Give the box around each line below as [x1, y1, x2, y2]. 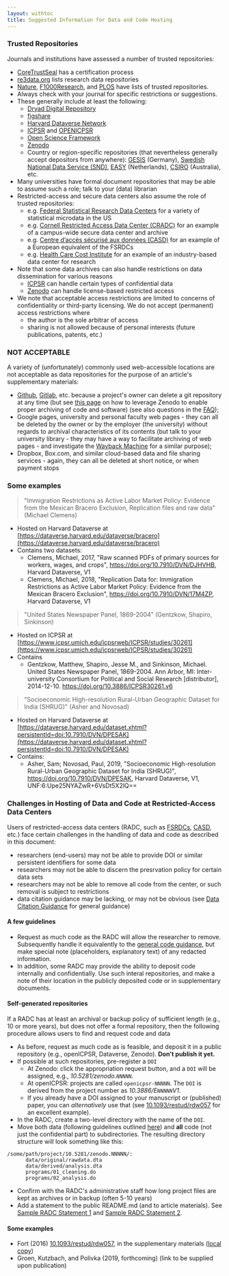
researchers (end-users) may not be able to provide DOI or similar [16, 851, 203, 859]
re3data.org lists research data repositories [16, 75, 139, 83]
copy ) [16, 1247, 34, 1255]
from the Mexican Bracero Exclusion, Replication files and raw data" [23, 504, 215, 512]
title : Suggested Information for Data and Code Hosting [7, 16, 173, 23]
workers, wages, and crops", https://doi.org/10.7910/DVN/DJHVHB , [27, 560, 217, 569]
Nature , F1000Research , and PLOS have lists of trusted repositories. [16, 82, 209, 91]
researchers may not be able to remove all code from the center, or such [16, 879, 221, 888]
